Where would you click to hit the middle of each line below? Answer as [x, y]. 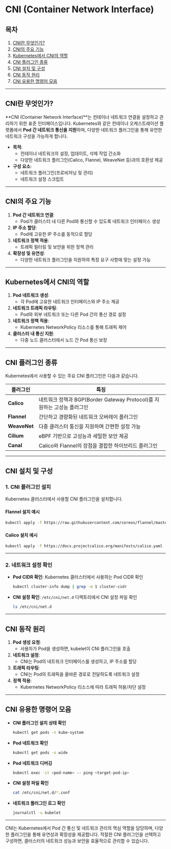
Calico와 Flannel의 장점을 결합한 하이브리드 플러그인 [98, 446]
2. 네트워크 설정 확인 [29, 565]
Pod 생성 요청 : [27, 642]
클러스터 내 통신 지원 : [33, 334]
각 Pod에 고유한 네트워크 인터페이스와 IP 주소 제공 [70, 302]
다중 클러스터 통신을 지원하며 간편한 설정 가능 [90, 427]
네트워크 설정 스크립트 [42, 179]
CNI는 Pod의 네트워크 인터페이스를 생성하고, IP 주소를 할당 [78, 661]
